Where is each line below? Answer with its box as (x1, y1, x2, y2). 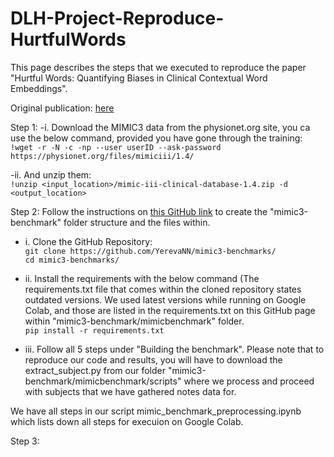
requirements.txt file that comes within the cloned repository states (24, 283, 302, 295)
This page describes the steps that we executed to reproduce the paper (10, 61, 307, 73)
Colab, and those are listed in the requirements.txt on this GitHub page (24, 304, 316, 316)
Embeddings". (10, 82, 68, 94)
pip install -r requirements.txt (24, 325, 165, 336)
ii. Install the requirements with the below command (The (24, 272, 260, 284)
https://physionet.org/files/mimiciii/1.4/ (10, 151, 195, 161)
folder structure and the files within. (63, 216, 211, 228)
